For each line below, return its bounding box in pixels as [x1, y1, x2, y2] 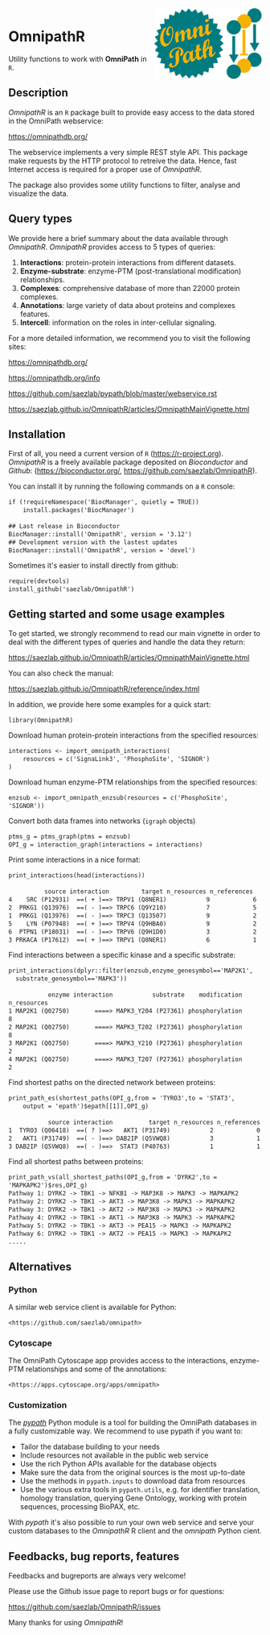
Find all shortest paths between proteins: [8, 1157, 144, 1167]
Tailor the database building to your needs [19, 1442, 161, 1452]
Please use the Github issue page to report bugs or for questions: [8, 1587, 225, 1596]
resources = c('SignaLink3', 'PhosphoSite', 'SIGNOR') [22, 755, 211, 763]
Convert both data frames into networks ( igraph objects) [8, 816, 196, 826]
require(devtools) [8, 577, 70, 585]
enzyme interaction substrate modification [47, 991, 243, 999]
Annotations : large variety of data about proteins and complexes [19, 300, 235, 310]
